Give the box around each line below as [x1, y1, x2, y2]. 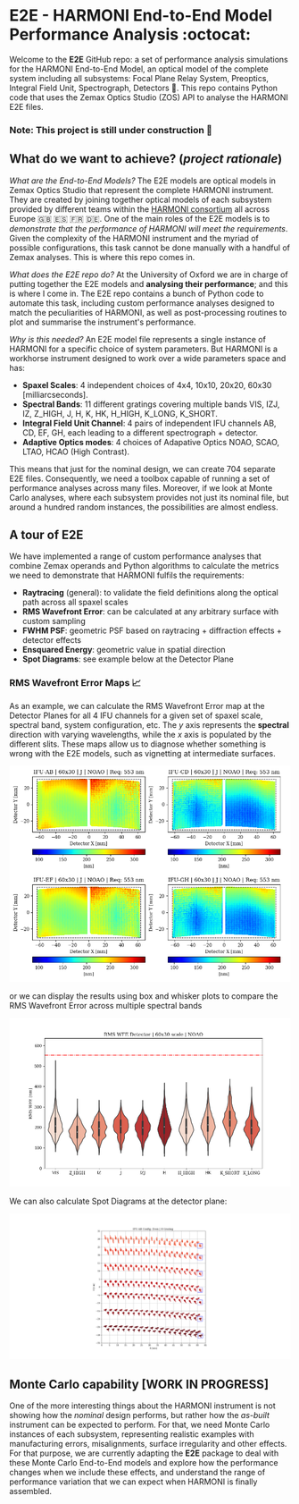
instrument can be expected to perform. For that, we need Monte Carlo [9, 1419, 270, 1431]
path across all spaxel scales [21, 596, 129, 608]
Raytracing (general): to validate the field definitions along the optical [21, 587, 278, 598]
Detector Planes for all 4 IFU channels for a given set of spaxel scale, [9, 710, 263, 721]
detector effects [21, 635, 82, 646]
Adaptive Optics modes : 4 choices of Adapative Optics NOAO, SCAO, [21, 436, 279, 447]
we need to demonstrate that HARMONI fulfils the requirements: [9, 570, 245, 581]
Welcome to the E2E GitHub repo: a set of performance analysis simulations [9, 54, 288, 64]
